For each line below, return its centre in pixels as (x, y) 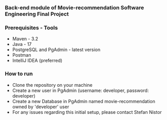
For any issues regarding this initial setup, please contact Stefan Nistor (87, 112)
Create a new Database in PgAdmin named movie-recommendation (83, 101)
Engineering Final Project (37, 14)
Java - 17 (22, 44)
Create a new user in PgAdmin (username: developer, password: (80, 90)
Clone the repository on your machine (52, 85)
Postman (22, 55)
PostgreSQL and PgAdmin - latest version (56, 50)
